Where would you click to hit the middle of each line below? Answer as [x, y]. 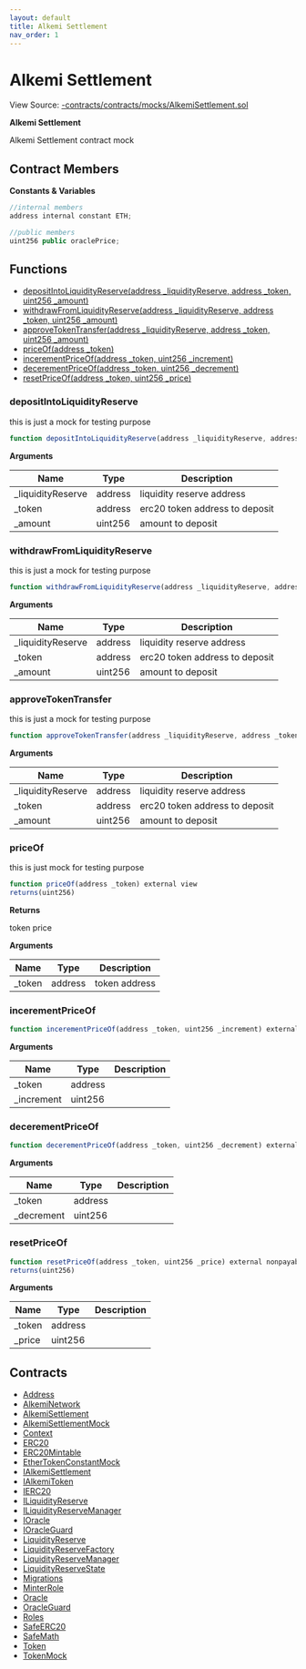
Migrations [43, 1578]
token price [31, 928]
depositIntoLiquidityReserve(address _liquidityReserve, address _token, [157, 291]
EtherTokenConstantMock [71, 1462]
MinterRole [43, 1588]
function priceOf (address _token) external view [103, 884]
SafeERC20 [44, 1627]
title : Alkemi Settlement [58, 26]
